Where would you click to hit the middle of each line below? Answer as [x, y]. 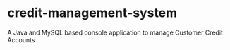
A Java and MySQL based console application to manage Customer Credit [115, 32]
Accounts [21, 39]
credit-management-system [92, 13]
